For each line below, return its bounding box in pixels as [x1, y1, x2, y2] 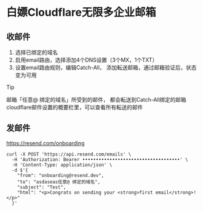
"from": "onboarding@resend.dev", [17, 172, 104, 179]
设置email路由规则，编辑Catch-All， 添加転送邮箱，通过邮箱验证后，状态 [15, 64, 197, 71]
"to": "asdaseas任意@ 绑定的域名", [17, 179, 101, 185]
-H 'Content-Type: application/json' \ [12, 162, 113, 168]
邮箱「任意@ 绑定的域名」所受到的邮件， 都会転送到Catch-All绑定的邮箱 [6, 96, 187, 103]
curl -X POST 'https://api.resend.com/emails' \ [6, 151, 131, 157]
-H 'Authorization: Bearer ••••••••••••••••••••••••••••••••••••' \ [12, 156, 188, 162]
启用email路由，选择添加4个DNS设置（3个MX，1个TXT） [15, 56, 158, 64]
